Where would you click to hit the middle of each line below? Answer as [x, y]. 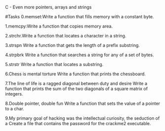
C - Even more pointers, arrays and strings [48, 7]
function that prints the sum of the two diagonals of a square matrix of [77, 89]
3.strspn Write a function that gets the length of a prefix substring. [72, 45]
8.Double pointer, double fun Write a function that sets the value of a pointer [83, 103]
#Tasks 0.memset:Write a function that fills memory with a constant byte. [80, 16]
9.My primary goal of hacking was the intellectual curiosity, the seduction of [82, 118]
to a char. [15, 109]
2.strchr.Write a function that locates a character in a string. [66, 36]
